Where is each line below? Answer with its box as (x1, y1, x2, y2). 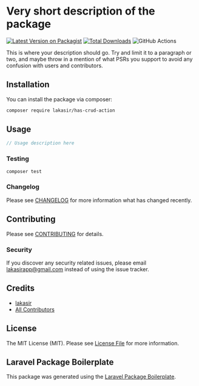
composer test (6, 168, 42, 174)
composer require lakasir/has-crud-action (6, 107, 115, 113)
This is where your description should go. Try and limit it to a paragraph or (6, 49, 192, 56)
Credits (6, 283, 35, 294)
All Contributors (15, 305, 55, 313)
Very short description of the (6, 4, 156, 18)
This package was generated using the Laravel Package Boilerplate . (6, 373, 177, 381)
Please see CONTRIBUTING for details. (6, 230, 104, 237)
